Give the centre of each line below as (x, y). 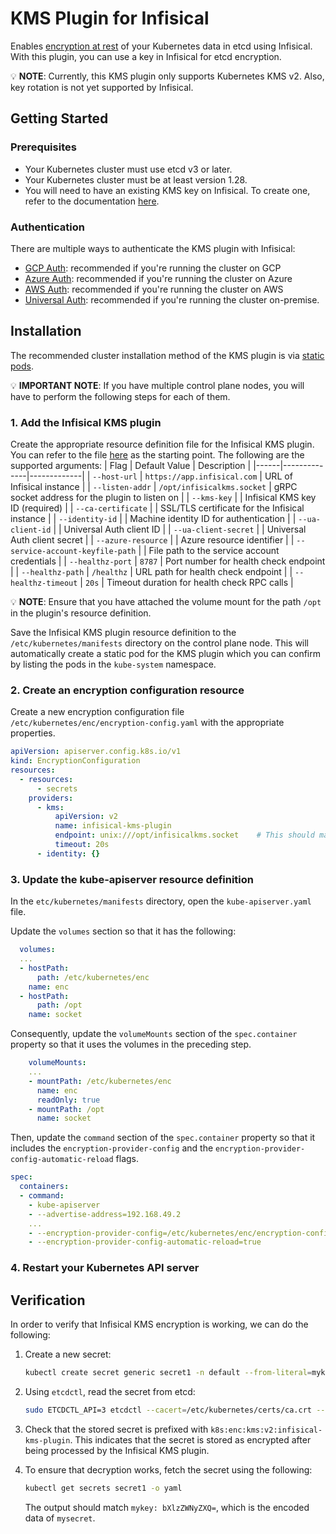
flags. (127, 1159)
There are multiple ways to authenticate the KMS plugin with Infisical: (153, 248)
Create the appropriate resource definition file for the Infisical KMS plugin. (162, 444)
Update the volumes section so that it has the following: (123, 931)
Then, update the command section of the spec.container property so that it (163, 1138)
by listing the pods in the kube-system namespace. (113, 664)
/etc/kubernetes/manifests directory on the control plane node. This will (160, 643)
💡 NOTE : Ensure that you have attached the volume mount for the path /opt (166, 602)
